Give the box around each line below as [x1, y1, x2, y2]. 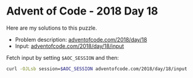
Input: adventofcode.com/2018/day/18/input [14, 42, 124, 50]
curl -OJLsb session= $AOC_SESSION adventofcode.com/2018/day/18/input [6, 65, 188, 72]
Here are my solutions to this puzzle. [6, 24, 98, 31]
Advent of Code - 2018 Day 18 [6, 4, 159, 18]
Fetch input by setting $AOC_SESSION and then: [6, 54, 119, 61]
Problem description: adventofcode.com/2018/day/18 [14, 36, 148, 43]
